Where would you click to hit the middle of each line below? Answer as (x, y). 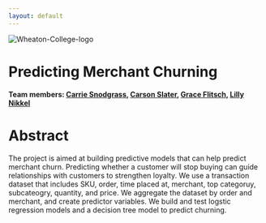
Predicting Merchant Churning (113, 72)
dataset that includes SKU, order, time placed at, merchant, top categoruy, (132, 184)
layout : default (36, 16)
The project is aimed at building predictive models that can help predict (127, 158)
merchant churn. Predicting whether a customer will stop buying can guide (133, 166)
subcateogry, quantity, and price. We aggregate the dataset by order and (131, 192)
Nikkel (19, 103)
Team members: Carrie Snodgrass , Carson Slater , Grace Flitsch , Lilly (127, 94)
